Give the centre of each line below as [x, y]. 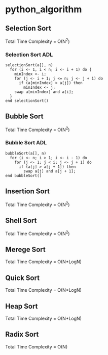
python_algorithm [44, 9]
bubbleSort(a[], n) [26, 153]
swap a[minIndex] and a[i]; [44, 92]
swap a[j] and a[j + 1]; [50, 171]
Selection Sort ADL [29, 55]
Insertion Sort [27, 192]
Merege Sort [25, 250]
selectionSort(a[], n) [29, 65]
